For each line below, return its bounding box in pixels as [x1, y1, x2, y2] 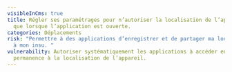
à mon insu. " [13, 42, 54, 49]
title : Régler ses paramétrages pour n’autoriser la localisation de [7, 16, 212, 23]
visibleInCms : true [7, 10, 64, 17]
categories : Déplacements [7, 29, 81, 36]
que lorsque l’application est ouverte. [13, 23, 131, 29]
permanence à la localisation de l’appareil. [13, 55, 147, 62]
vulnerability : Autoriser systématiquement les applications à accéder [7, 49, 217, 56]
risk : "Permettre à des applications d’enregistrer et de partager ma [7, 36, 215, 43]
